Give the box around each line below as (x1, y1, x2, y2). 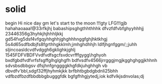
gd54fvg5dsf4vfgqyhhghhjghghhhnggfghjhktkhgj (5, 36, 108, 42)
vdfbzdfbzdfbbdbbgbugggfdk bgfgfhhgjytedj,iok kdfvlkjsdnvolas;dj (5, 73, 144, 79)
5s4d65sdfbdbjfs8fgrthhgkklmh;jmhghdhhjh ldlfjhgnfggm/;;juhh (5, 41, 137, 47)
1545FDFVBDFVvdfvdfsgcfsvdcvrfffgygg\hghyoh (5, 51, 107, 58)
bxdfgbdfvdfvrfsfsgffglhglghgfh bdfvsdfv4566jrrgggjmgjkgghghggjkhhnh (5, 57, 157, 63)
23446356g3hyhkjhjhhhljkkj (5, 30, 64, 36)
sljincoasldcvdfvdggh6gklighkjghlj (5, 46, 76, 52)
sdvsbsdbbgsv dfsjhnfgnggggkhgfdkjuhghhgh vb (5, 62, 108, 68)
